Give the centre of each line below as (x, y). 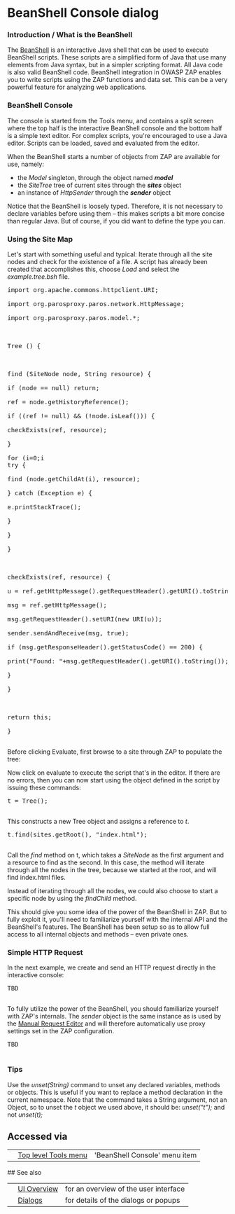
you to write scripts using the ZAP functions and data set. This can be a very (117, 80)
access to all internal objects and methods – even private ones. (98, 934)
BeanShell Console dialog (83, 13)
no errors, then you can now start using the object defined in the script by (114, 780)
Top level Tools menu (52, 1155)
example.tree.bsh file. (38, 277)
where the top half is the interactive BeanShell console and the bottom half (115, 128)
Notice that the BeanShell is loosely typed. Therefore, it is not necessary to (115, 206)
